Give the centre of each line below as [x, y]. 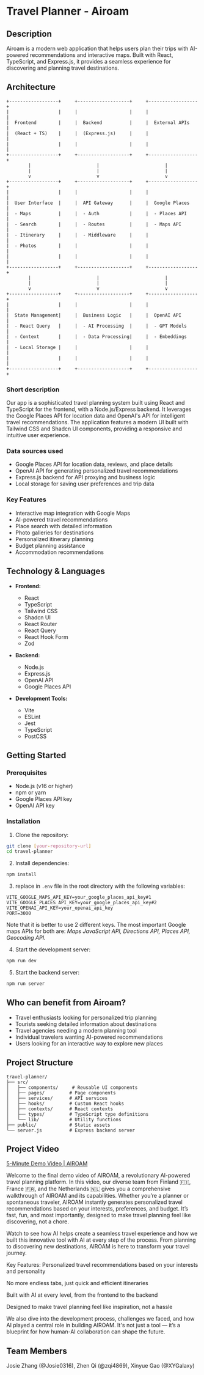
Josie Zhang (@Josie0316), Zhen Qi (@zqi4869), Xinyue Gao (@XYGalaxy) [100, 1366]
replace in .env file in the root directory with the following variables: [100, 886]
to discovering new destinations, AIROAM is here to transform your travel [98, 1247]
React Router [41, 624]
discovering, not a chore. [38, 1222]
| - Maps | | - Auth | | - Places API [97, 213]
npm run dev [21, 961]
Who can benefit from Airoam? [66, 1003]
